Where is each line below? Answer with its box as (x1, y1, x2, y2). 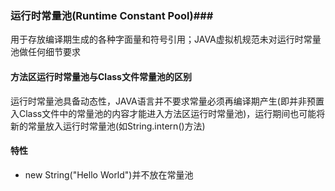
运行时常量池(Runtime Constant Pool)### (10, 8, 214, 22)
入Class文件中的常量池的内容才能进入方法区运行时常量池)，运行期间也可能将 (10, 107, 326, 119)
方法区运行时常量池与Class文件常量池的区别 (10, 70, 192, 82)
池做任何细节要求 (10, 46, 81, 58)
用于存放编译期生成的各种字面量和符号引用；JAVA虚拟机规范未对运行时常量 (10, 33, 322, 46)
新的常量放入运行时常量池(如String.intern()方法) (10, 120, 206, 132)
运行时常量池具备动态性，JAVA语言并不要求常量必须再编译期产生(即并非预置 (10, 95, 325, 107)
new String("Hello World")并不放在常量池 (24, 168, 194, 181)
